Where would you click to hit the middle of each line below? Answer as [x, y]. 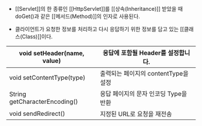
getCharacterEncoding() [44, 102]
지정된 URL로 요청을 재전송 [136, 114]
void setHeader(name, [52, 53]
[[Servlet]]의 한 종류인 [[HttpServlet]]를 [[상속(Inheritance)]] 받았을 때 [99, 9]
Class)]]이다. [37, 37]
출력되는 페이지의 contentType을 [144, 73]
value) [52, 61]
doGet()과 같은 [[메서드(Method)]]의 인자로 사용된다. [77, 16]
